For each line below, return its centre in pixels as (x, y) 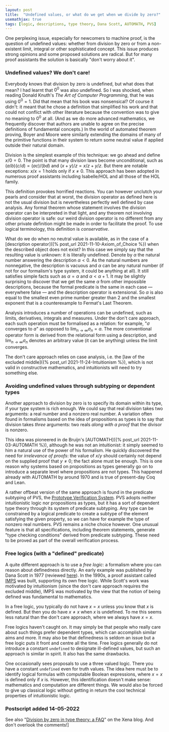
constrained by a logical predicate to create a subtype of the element (77, 514)
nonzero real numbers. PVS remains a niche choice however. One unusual (82, 524)
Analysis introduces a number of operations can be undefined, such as (79, 312)
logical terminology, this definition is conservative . (57, 229)
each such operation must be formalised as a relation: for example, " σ (77, 323)
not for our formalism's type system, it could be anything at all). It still (77, 271)
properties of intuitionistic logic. (38, 695)
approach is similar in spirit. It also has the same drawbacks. (68, 653)
